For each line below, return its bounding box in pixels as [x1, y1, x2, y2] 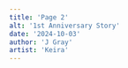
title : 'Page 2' [9, 12, 69, 22]
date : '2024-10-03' [9, 29, 81, 38]
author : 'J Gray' [9, 37, 73, 47]
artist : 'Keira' [9, 46, 69, 55]
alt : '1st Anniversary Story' [9, 21, 121, 30]
